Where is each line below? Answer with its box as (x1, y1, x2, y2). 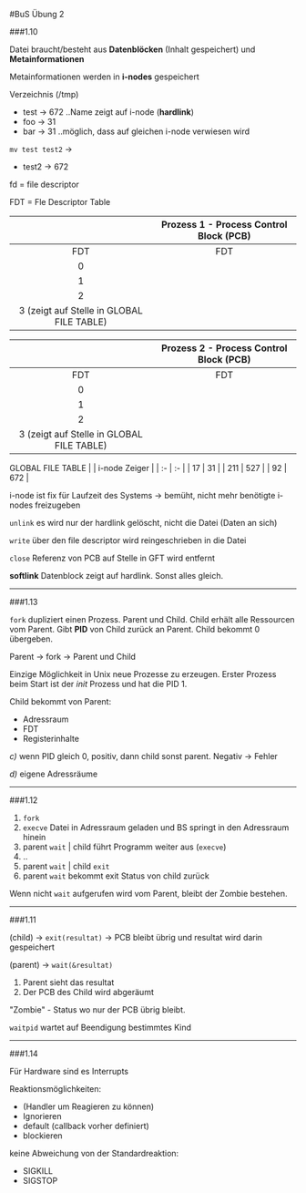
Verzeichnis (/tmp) (9, 89, 79, 99)
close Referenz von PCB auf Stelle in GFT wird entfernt (9, 552, 216, 563)
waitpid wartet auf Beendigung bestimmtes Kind (9, 1022, 192, 1033)
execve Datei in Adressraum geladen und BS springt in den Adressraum (22, 822, 290, 833)
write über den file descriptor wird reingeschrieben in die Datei (9, 535, 247, 546)
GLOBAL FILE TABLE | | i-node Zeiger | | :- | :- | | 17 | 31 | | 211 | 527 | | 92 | (9, 463, 287, 473)
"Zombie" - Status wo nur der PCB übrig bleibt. (9, 1004, 186, 1015)
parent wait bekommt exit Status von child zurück (22, 870, 209, 881)
